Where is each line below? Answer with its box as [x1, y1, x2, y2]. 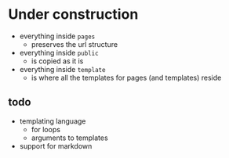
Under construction [8, 5, 139, 23]
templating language [19, 116, 86, 126]
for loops [31, 124, 61, 134]
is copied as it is [31, 56, 84, 66]
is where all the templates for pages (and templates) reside [31, 73, 222, 82]
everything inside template [19, 64, 106, 74]
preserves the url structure [31, 39, 118, 48]
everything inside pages [19, 31, 96, 41]
